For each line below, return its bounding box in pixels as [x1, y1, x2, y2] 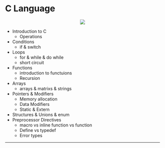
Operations [19, 33, 43, 39]
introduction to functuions [19, 70, 72, 76]
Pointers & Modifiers [12, 91, 54, 97]
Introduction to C [12, 28, 47, 34]
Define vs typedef [19, 127, 56, 133]
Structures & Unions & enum [12, 111, 70, 118]
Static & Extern [19, 106, 50, 112]
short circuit [19, 59, 44, 65]
